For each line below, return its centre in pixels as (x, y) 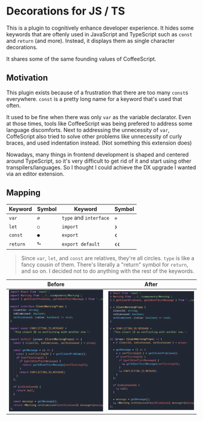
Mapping (24, 193)
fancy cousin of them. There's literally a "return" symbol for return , (105, 264)
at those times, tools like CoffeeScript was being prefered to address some (99, 123)
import (70, 227)
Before (56, 284)
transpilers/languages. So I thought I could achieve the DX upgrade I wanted (101, 167)
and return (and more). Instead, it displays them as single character (91, 41)
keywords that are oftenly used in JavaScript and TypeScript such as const (99, 34)
